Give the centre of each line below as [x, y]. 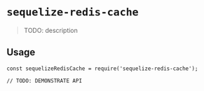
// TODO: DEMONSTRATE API [44, 80]
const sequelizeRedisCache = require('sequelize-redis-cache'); [102, 69]
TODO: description [51, 30]
